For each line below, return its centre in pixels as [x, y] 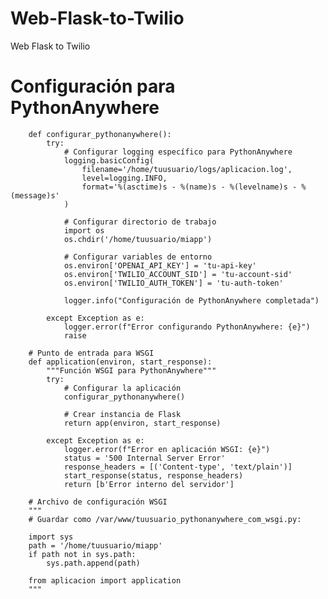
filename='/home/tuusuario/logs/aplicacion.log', [187, 169]
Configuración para [93, 86]
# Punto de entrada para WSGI [91, 353]
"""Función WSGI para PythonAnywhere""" [131, 370]
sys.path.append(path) [93, 563]
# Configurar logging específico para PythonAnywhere [178, 152]
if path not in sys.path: [82, 554]
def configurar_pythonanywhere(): [100, 134]
